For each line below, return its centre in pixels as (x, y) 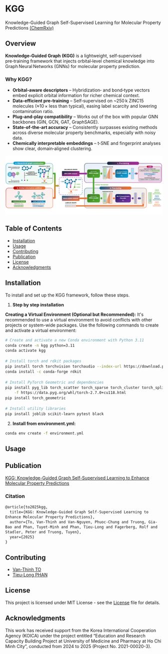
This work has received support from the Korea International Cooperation (81, 630)
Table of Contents (34, 229)
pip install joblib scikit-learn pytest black (54, 414)
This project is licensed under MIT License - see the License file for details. (83, 602)
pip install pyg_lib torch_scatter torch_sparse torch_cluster (72, 387)
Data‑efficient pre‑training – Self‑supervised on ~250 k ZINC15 (78, 101)
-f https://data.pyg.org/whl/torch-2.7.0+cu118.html (70, 393)
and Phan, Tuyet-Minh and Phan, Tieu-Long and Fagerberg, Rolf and (86, 527)
